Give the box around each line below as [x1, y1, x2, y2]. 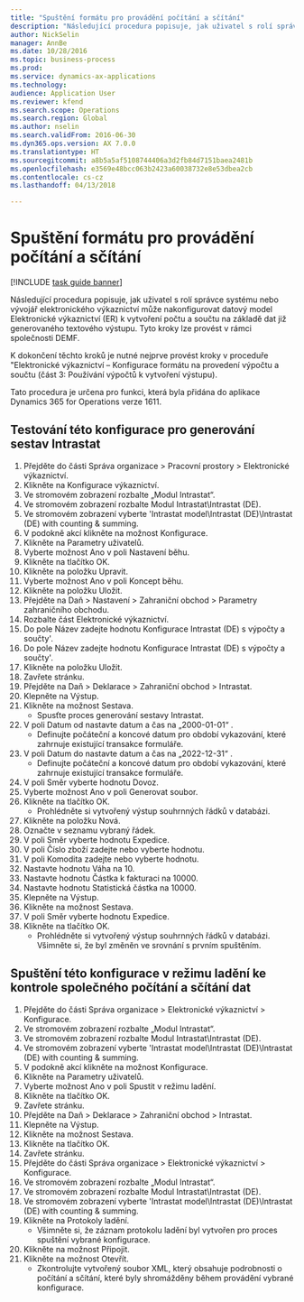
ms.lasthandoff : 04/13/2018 [10, 181, 116, 190]
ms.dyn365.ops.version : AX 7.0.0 [10, 139, 136, 148]
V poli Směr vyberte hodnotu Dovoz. [23, 777, 159, 788]
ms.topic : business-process [10, 55, 116, 64]
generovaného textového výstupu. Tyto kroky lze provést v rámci [10, 323, 252, 334]
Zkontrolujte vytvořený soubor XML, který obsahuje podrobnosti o [36, 1262, 282, 1273]
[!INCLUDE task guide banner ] [10, 277, 123, 288]
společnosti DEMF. [10, 333, 80, 344]
